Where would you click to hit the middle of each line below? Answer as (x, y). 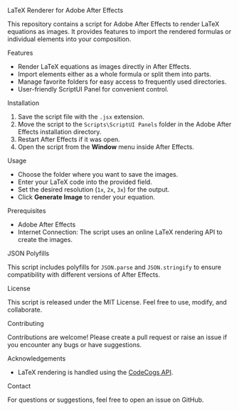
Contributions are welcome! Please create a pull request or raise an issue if (117, 337)
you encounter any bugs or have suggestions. (75, 345)
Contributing (26, 323)
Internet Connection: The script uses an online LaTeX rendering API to (120, 232)
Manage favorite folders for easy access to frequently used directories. (122, 82)
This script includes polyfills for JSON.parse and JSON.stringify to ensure (115, 267)
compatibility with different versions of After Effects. (84, 275)
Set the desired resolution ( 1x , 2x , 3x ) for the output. (94, 190)
